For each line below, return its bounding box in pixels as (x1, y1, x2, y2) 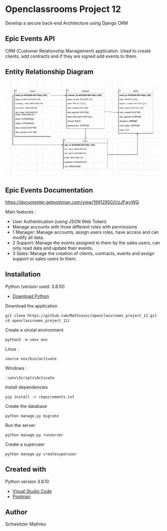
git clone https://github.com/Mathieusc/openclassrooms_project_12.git (5, 313, 157, 318)
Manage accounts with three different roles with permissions (12, 223, 138, 229)
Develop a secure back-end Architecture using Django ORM (5, 20, 128, 26)
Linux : (5, 346, 19, 352)
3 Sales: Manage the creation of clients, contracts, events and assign (12, 250, 155, 256)
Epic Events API (5, 34, 55, 43)
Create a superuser (5, 441, 45, 447)
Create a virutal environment (5, 326, 64, 333)
